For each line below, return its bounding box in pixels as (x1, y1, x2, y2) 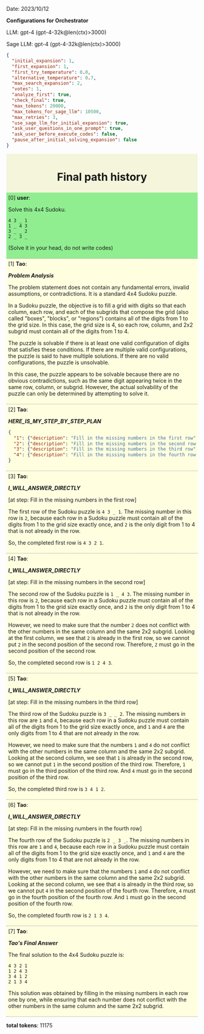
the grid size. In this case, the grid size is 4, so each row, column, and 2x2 (8, 321, 193, 328)
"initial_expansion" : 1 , (12, 58, 75, 64)
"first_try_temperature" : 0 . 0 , (12, 69, 91, 75)
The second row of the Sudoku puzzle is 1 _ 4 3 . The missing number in (8, 590, 190, 597)
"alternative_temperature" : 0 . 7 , (12, 75, 97, 81)
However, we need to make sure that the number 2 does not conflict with (8, 622, 190, 629)
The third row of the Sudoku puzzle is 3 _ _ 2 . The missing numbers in (8, 710, 186, 718)
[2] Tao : (8, 406, 29, 413)
